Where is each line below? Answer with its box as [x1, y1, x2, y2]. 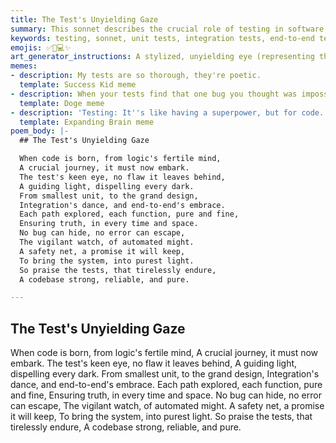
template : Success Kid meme [19, 80, 137, 90]
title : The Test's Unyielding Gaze [10, 14, 159, 25]
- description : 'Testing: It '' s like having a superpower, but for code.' [10, 107, 329, 118]
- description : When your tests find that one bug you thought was [10, 89, 298, 99]
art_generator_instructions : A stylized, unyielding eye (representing [10, 52, 315, 62]
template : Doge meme [19, 98, 105, 108]
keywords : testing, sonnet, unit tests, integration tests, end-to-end [10, 33, 315, 43]
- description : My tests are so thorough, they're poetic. [10, 71, 262, 81]
